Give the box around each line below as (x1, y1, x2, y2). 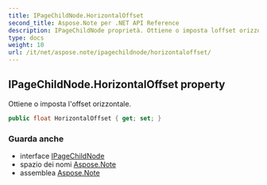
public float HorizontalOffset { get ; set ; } (8, 114, 161, 122)
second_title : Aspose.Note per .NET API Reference (8, 19, 180, 27)
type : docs (8, 33, 44, 42)
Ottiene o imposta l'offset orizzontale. (8, 98, 132, 108)
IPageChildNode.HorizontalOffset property (8, 78, 226, 91)
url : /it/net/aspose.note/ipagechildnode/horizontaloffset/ (8, 48, 212, 56)
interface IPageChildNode (19, 151, 105, 160)
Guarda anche (8, 133, 64, 144)
